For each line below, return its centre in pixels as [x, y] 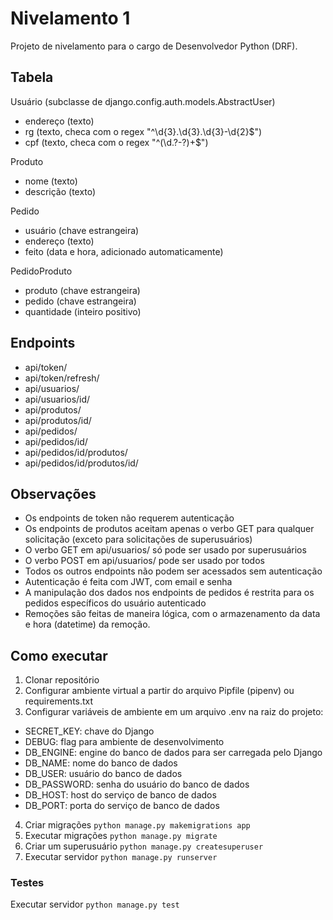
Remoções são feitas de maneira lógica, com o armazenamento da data [172, 614]
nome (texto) [51, 181]
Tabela [32, 77]
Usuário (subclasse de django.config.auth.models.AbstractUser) [143, 101]
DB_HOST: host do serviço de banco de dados [120, 795]
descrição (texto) [60, 191]
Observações [53, 493]
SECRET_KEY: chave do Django [89, 731]
